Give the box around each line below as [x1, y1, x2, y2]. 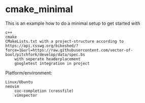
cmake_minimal [5, 4, 73, 15]
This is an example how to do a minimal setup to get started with [5, 20, 140, 26]
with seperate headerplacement [14, 57, 81, 62]
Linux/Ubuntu [5, 79, 33, 84]
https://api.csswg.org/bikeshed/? [5, 43, 79, 48]
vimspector [14, 92, 38, 98]
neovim [5, 84, 19, 89]
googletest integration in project [14, 61, 90, 66]
